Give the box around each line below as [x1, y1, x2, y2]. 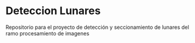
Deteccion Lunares [5, 4, 101, 18]
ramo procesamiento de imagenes [5, 29, 90, 37]
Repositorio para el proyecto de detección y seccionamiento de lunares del [5, 24, 190, 31]
